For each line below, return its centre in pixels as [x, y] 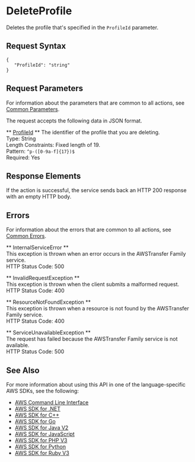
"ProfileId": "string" [42, 65]
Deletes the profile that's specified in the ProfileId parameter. [82, 27]
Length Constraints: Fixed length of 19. [53, 144]
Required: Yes [23, 157]
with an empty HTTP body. [39, 197]
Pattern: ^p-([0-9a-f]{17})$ [41, 151]
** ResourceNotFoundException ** [49, 302]
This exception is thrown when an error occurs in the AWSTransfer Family [96, 254]
